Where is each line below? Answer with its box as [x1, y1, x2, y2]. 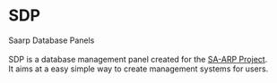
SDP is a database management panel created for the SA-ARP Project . [8, 54, 268, 64]
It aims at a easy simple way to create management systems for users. [8, 63, 269, 74]
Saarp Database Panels [8, 35, 95, 46]
